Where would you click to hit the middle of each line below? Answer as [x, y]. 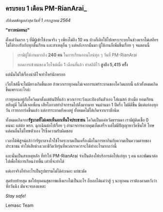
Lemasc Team [19, 205]
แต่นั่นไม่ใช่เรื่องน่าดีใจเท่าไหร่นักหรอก [35, 74]
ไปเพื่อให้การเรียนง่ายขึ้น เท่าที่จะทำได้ [35, 161]
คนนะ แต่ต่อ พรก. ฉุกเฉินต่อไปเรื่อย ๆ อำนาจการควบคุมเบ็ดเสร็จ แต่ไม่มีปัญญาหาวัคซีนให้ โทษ [80, 125]
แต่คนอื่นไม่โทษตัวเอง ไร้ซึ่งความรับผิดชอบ [39, 131]
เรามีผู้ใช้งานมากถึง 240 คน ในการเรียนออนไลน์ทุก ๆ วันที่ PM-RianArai [77, 55]
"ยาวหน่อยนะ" [18, 30]
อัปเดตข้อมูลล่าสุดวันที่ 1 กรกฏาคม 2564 [38, 20]
